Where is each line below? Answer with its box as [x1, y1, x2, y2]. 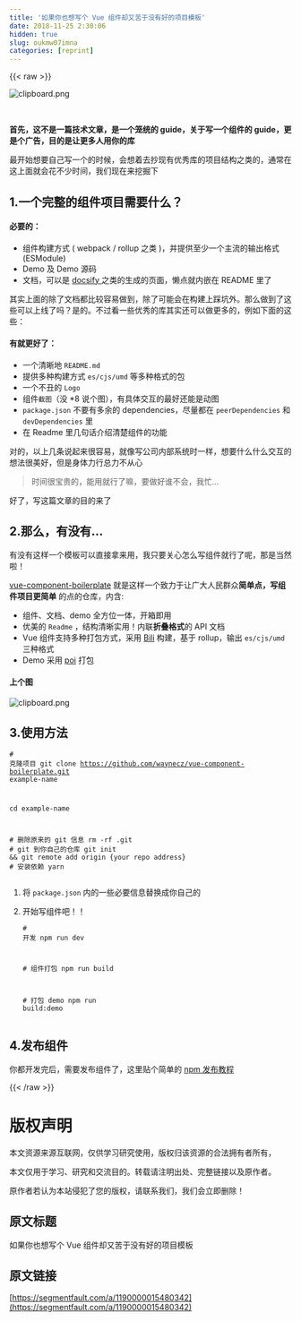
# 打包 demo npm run [21, 996, 97, 1006]
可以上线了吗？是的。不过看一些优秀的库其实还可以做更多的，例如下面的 [16, 305, 284, 315]
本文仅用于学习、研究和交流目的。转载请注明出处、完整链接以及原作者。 [9, 1166, 276, 1177]
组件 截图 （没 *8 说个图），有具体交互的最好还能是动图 [21, 393, 219, 404]
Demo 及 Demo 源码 [21, 263, 97, 274]
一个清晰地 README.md [21, 359, 101, 370]
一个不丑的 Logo [21, 382, 81, 392]
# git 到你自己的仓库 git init [9, 845, 116, 854]
